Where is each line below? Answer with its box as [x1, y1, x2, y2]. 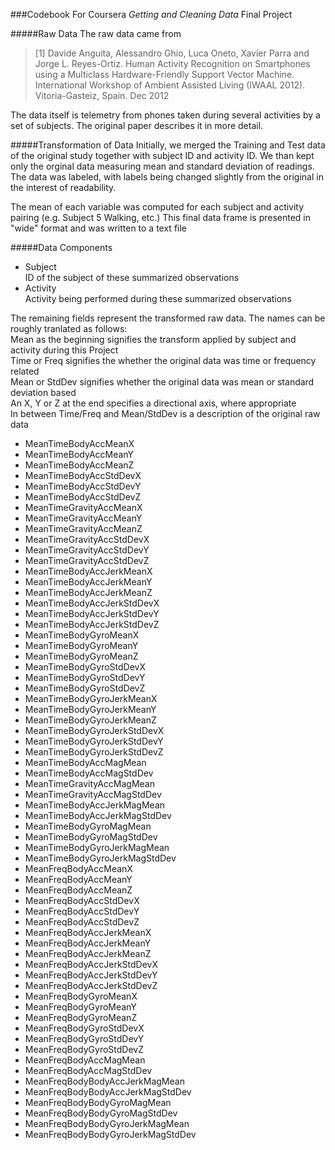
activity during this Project [10, 344, 119, 356]
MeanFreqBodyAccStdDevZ [24, 916, 140, 928]
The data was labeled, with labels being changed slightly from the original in [10, 171, 324, 183]
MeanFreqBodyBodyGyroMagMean [24, 1097, 172, 1108]
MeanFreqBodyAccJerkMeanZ [24, 948, 152, 959]
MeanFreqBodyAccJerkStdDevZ [24, 980, 158, 991]
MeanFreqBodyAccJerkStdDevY [24, 969, 158, 981]
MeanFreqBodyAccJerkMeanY [24, 937, 152, 949]
